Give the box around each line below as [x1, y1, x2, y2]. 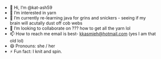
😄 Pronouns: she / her [9, 43, 55, 49]
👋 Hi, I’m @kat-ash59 [9, 5, 53, 10]
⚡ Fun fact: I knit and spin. [9, 49, 62, 54]
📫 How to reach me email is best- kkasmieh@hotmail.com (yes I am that [9, 31, 156, 37]
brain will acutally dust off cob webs [9, 20, 83, 26]
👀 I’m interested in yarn [9, 10, 57, 16]
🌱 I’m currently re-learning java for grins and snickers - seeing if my [9, 15, 146, 20]
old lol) [9, 38, 24, 43]
